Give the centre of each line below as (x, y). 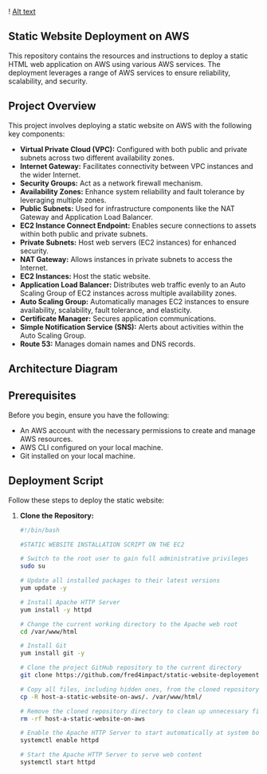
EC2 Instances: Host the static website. (85, 276)
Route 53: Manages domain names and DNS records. (108, 344)
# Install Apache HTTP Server (70, 602)
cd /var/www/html (49, 631)
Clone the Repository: (57, 515)
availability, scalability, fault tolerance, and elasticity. (106, 310)
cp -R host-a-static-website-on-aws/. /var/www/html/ (111, 697)
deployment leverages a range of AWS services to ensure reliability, (120, 72)
